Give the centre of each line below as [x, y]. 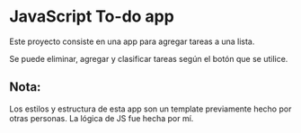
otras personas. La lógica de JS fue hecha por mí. [102, 118]
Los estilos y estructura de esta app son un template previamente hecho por [150, 109]
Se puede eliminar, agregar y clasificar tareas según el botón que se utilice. [149, 58]
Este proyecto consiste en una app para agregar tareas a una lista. [132, 41]
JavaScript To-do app [92, 17]
